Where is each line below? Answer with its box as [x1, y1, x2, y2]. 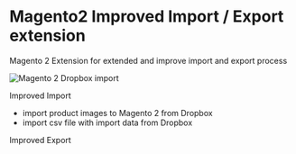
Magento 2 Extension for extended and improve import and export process [9, 55, 288, 66]
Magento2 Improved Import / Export [9, 6, 284, 27]
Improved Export [9, 134, 72, 145]
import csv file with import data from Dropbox [22, 117, 193, 128]
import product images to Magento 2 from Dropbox [22, 107, 214, 118]
